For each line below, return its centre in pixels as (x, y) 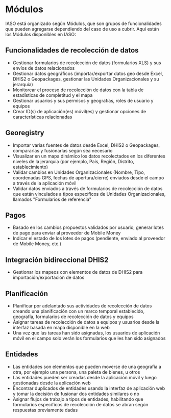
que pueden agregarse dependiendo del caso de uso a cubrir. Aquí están (82, 29)
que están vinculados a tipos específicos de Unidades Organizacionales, (89, 194)
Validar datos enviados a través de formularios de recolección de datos (88, 188)
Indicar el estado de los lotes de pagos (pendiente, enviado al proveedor (89, 239)
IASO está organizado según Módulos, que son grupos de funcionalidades (83, 23)
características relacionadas (42, 117)
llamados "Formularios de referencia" (52, 199)
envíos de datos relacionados (44, 68)
